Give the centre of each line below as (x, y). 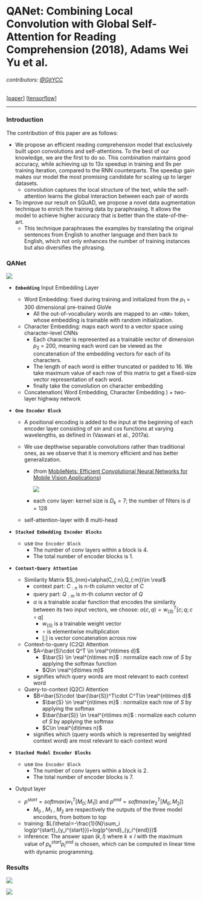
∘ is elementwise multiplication (81, 632)
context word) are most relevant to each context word (100, 741)
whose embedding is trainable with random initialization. (103, 320)
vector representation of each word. (78, 379)
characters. (47, 360)
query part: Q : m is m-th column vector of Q (88, 595)
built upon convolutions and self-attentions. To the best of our (92, 151)
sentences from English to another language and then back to (101, 235)
